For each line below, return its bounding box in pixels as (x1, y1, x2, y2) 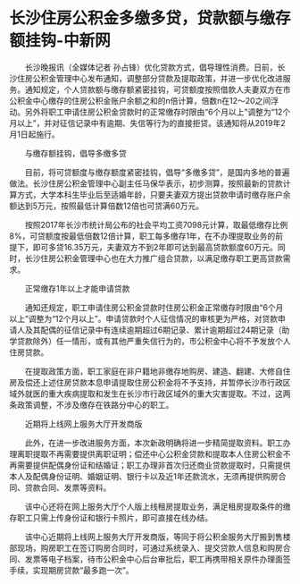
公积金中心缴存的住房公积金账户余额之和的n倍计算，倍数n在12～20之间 (9, 95, 271, 106)
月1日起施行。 (9, 129, 60, 140)
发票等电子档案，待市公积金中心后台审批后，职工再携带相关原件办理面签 (24, 554, 291, 564)
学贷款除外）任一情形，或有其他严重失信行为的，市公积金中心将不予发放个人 (9, 335, 291, 346)
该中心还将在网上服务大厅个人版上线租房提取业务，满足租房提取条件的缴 (24, 501, 291, 512)
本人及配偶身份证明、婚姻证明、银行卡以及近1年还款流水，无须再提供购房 (9, 470, 279, 481)
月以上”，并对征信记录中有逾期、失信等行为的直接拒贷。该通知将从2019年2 (9, 117, 286, 128)
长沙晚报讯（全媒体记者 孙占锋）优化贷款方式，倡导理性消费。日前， (24, 62, 278, 72)
